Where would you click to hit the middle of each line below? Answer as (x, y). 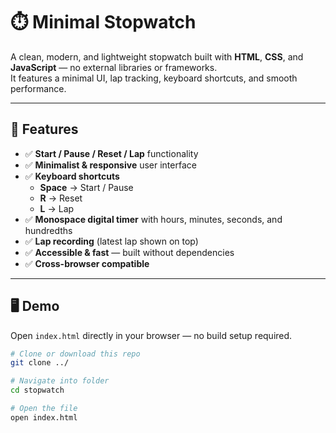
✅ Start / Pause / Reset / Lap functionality (111, 153)
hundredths (48, 230)
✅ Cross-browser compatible (87, 263)
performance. (38, 88)
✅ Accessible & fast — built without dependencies (129, 252)
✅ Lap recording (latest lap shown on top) (111, 241)
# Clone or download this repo (75, 354)
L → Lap (57, 208)
